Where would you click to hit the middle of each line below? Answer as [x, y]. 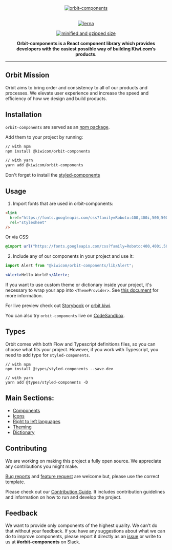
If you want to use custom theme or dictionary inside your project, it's [79, 285]
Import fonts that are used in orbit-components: [63, 203]
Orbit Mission [27, 75]
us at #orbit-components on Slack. [43, 542]
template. [15, 482]
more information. [24, 296]
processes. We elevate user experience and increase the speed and [77, 93]
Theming [22, 427]
